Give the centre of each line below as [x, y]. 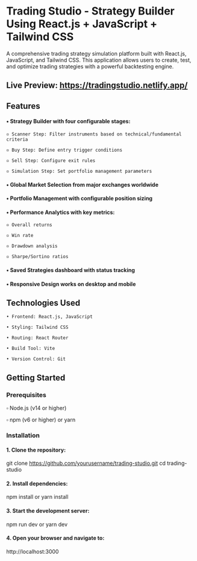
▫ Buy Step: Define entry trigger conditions [64, 150]
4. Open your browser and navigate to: [55, 538]
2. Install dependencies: [37, 483]
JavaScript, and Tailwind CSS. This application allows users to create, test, [99, 60]
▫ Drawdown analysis [32, 246]
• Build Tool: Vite [31, 349]
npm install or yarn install [37, 497]
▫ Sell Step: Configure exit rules [51, 161]
